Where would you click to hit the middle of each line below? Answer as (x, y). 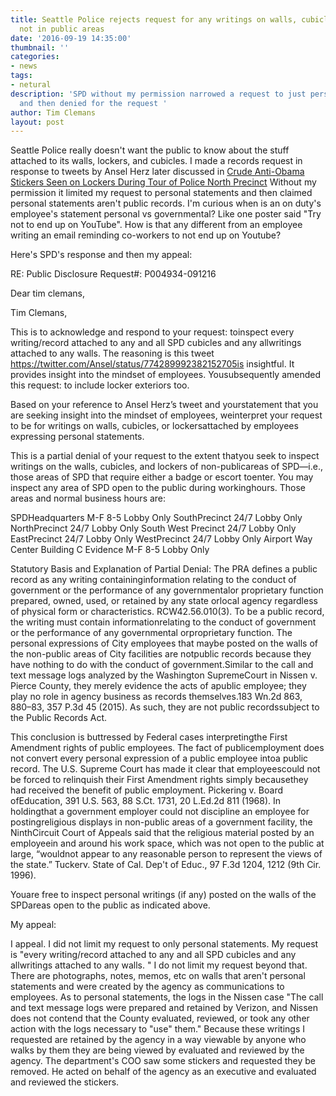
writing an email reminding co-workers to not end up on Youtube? (146, 235)
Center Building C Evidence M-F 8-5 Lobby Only (110, 550)
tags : (21, 76)
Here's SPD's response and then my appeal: (101, 255)
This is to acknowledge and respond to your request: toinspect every (152, 332)
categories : (35, 57)
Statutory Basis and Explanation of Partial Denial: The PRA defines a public (164, 569)
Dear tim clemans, (48, 293)
